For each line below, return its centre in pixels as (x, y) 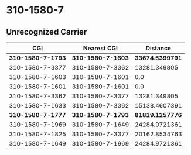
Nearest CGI (100, 48)
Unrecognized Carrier (47, 32)
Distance (158, 48)
